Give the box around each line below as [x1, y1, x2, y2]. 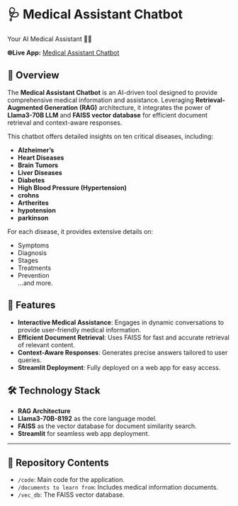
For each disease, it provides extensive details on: [7, 227, 154, 235]
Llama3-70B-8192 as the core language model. [17, 415, 157, 423]
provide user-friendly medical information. [17, 325, 142, 334]
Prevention [17, 271, 50, 279]
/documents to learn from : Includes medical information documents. [17, 483, 218, 492]
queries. [17, 356, 42, 364]
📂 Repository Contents [7, 456, 110, 468]
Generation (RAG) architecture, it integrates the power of [44, 103, 211, 111]
